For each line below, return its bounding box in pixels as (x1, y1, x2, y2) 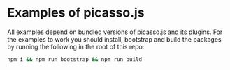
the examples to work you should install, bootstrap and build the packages (7, 35, 222, 43)
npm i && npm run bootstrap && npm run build (7, 55, 142, 63)
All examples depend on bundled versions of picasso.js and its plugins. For (7, 28, 223, 36)
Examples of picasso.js (7, 5, 145, 21)
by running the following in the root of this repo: (7, 42, 145, 51)
